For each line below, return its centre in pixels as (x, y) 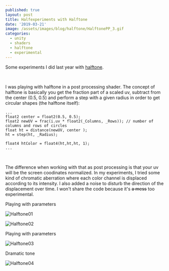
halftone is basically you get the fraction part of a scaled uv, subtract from (83, 92)
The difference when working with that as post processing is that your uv (82, 167)
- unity (18, 39)
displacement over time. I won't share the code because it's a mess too (80, 189)
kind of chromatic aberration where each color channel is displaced (76, 178)
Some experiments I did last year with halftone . (54, 67)
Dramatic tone (20, 253)
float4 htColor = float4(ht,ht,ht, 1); (48, 143)
